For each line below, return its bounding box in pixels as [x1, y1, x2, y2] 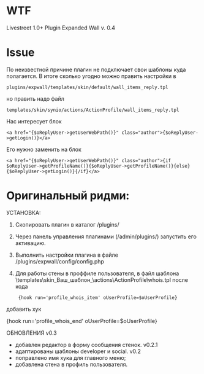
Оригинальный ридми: [6, 189, 130, 203]
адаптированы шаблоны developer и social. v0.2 [15, 348, 141, 355]
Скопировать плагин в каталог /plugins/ [15, 220, 119, 228]
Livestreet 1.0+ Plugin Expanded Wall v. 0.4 [6, 24, 115, 31]
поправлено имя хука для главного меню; [15, 354, 126, 361]
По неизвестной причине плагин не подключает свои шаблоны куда [6, 66, 186, 73]
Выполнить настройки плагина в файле [15, 251, 118, 259]
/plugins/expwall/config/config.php [15, 257, 104, 265]
